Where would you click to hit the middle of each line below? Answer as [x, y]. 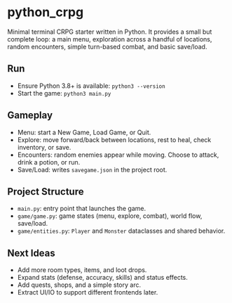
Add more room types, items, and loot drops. [82, 270]
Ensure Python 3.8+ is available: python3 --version [91, 86]
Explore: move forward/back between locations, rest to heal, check [114, 140]
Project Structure [46, 192]
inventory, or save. [44, 147]
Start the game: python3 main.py [64, 93]
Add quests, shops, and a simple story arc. [79, 285]
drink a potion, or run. [49, 162]
